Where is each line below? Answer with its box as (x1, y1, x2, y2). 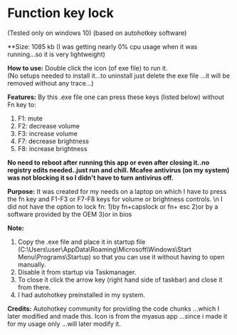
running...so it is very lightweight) (7, 50, 105, 58)
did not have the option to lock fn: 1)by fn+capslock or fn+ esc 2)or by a (7, 202, 218, 211)
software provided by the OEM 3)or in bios (7, 210, 132, 218)
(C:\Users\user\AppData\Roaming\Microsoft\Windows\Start (17, 244, 192, 254)
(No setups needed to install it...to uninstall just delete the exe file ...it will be (7, 71, 230, 80)
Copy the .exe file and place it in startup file (17, 237, 146, 246)
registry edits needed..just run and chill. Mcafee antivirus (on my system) (7, 165, 230, 174)
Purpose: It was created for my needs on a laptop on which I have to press (7, 187, 227, 195)
